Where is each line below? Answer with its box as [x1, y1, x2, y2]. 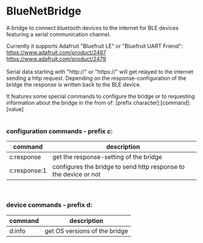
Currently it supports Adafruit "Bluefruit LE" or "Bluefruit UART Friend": [6, 42, 183, 50]
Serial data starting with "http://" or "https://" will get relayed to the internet [6, 68, 193, 75]
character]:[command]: [133, 99, 192, 106]
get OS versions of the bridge [44, 227, 129, 235]
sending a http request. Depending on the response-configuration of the [6, 74, 187, 82]
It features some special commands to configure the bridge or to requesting [6, 92, 195, 100]
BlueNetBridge [6, 4, 82, 18]
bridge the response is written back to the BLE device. [6, 80, 141, 88]
